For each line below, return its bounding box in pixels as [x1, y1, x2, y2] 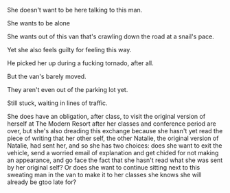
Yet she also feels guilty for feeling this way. [7, 46, 132, 54]
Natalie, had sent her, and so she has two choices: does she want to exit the [7, 141, 222, 150]
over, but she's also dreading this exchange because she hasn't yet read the [7, 127, 223, 135]
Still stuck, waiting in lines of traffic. [7, 99, 108, 107]
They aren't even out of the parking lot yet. [7, 86, 128, 93]
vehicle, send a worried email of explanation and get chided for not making [7, 149, 219, 157]
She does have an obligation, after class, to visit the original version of [7, 113, 206, 120]
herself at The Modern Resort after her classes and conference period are [7, 120, 216, 128]
